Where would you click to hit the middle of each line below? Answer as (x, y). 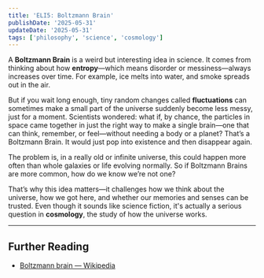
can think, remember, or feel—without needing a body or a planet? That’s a (129, 134)
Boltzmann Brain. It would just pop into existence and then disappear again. (130, 142)
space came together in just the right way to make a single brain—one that (129, 125)
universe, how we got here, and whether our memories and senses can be (128, 198)
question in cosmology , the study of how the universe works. (108, 214)
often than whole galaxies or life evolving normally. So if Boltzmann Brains (128, 165)
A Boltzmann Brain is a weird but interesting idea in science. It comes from (130, 60)
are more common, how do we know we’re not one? (92, 174)
